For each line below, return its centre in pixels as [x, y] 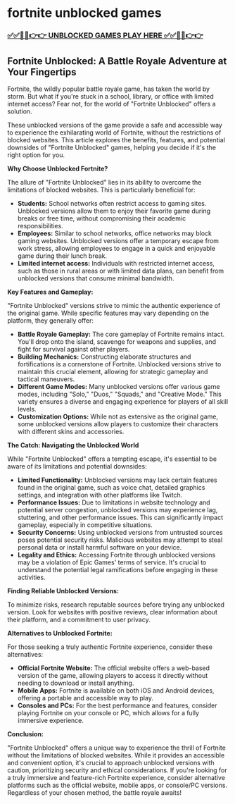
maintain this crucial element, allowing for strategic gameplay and [113, 371]
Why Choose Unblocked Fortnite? [58, 168]
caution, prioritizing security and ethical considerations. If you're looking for [117, 770]
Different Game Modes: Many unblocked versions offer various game [119, 386]
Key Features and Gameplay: [50, 292]
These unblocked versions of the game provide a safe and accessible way [115, 125]
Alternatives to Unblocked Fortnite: [60, 633]
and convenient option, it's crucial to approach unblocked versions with [111, 762]
